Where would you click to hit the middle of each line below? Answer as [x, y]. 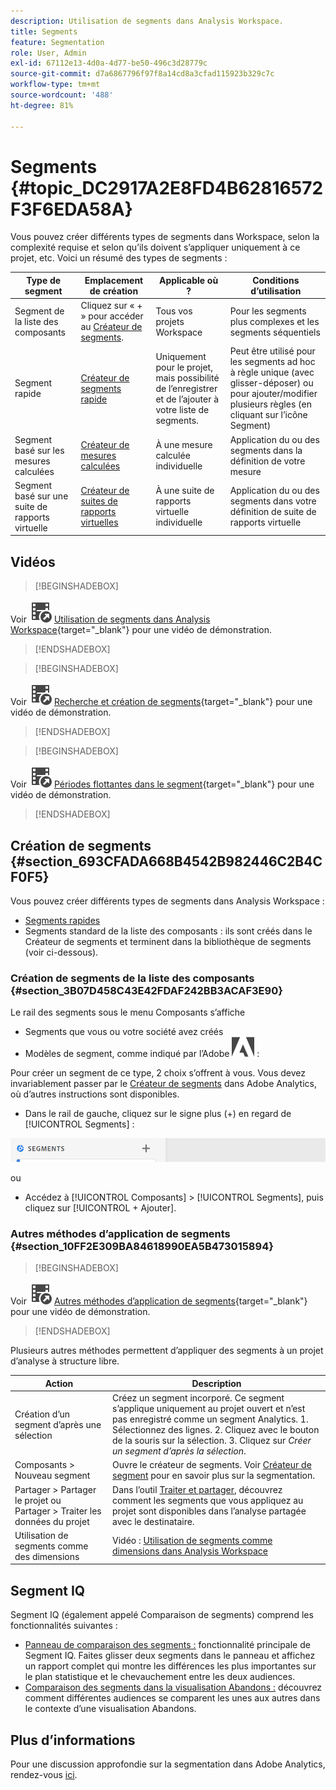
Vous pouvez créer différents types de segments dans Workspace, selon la [165, 237]
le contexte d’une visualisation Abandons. [110, 1709]
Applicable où [188, 280]
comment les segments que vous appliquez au [208, 1500]
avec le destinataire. [153, 1521]
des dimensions [47, 1556]
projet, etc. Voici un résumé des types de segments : [119, 258]
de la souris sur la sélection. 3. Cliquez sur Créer [212, 1441]
